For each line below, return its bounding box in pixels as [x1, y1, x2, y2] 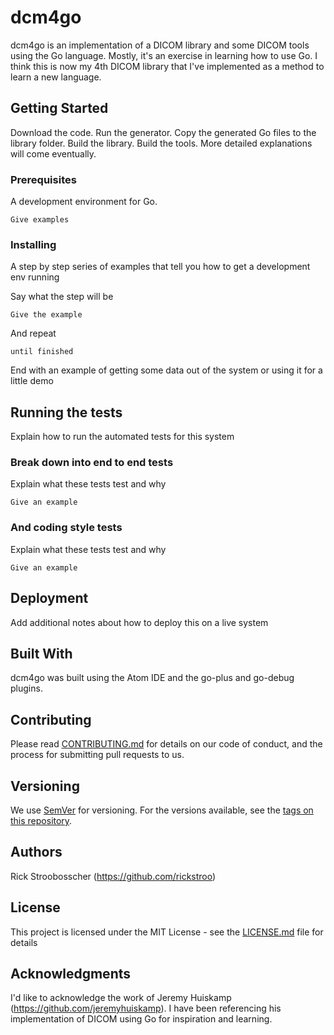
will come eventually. [10, 147, 97, 160]
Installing [10, 237, 57, 251]
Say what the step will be [10, 291, 114, 303]
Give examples [10, 215, 70, 225]
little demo [10, 375, 54, 387]
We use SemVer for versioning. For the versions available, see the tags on [10, 804, 314, 816]
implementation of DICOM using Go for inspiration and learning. [10, 1013, 273, 1025]
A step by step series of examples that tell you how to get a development [10, 261, 311, 273]
